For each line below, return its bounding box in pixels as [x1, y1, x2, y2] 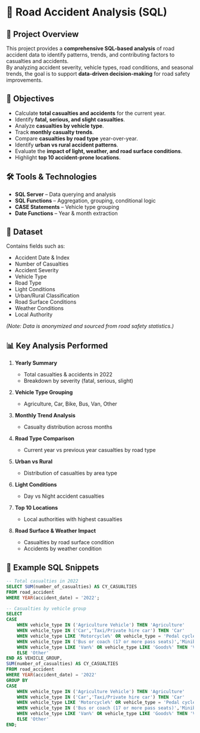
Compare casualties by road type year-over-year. [14, 135, 138, 142]
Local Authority [14, 311, 53, 318]
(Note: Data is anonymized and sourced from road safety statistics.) [6, 323, 174, 330]
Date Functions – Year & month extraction [14, 210, 118, 217]
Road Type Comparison [14, 435, 74, 442]
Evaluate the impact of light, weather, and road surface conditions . [14, 147, 183, 154]
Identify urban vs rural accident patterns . [14, 141, 118, 148]
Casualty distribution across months [23, 423, 112, 431]
